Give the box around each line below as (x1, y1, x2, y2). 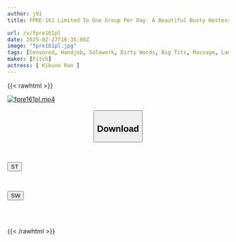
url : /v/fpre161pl (7, 29, 61, 36)
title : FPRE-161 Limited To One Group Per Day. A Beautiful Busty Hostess (7, 17, 231, 24)
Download (97, 123, 139, 134)
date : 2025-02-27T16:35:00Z (7, 36, 90, 43)
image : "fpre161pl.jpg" (7, 43, 77, 50)
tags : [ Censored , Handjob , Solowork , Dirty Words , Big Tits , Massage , (7, 49, 218, 56)
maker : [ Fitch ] (7, 55, 52, 63)
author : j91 (7, 10, 42, 18)
